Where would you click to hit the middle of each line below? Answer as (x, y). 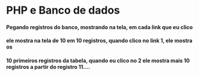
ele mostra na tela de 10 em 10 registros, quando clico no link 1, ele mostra (99, 41)
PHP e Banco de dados (63, 10)
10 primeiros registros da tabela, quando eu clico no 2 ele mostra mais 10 (98, 61)
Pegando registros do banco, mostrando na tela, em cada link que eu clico (99, 27)
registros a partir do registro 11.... (48, 66)
